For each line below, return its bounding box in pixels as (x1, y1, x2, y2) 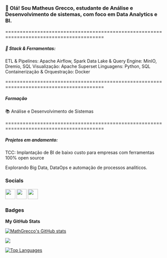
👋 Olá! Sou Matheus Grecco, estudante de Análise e (5, 5, 133, 12)
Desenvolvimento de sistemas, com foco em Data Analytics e (5, 11, 157, 18)
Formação (5, 95, 28, 101)
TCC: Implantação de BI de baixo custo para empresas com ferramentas (5, 149, 154, 155)
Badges (5, 207, 24, 214)
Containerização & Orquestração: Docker (5, 69, 90, 75)
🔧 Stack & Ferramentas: (5, 45, 56, 51)
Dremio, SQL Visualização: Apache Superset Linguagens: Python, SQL (5, 63, 150, 69)
